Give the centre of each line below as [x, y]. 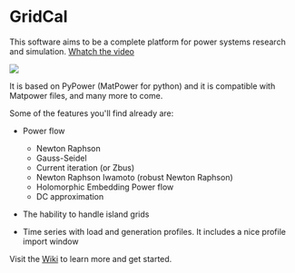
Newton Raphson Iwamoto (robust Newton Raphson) [134, 177]
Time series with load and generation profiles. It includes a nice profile [154, 231]
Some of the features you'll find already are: [92, 113]
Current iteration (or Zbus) [85, 167]
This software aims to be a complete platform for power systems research [147, 42]
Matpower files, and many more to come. [86, 95]
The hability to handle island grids [86, 214]
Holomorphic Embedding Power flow [105, 187]
